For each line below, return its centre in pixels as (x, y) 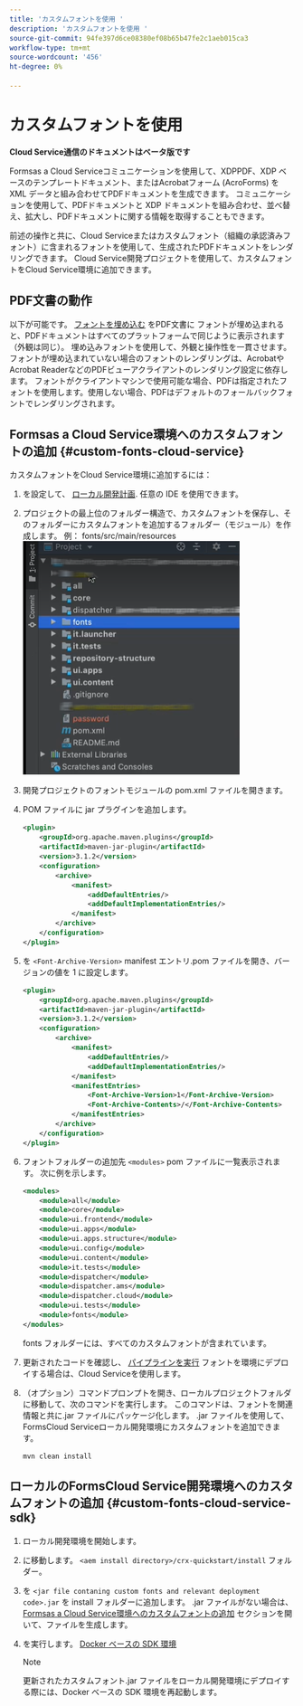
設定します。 (109, 971)
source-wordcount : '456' (56, 57)
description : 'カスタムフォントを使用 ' (79, 28)
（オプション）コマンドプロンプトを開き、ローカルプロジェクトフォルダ (157, 1392)
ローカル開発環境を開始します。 (82, 1540)
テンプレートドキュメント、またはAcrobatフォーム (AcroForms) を (156, 182)
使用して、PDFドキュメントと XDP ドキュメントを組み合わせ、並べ (158, 204)
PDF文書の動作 (51, 301)
